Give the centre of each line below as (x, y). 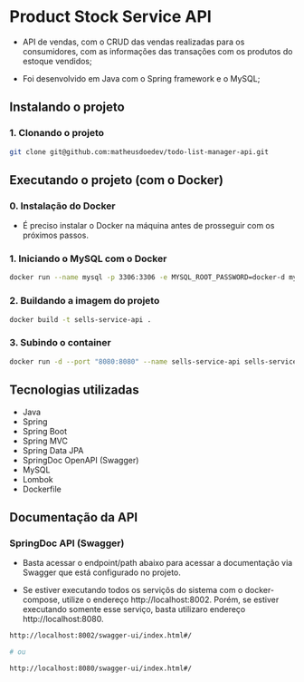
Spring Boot (45, 431)
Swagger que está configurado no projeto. (101, 572)
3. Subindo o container (60, 343)
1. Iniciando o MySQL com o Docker (88, 258)
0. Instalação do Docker (62, 206)
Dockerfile (42, 489)
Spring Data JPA (53, 450)
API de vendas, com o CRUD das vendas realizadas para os (133, 42)
